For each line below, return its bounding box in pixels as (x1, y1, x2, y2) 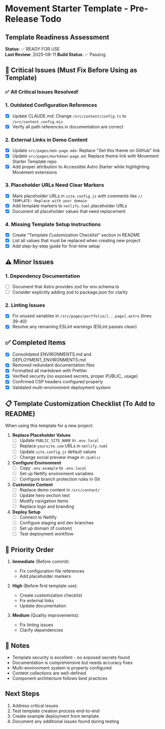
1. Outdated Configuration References (5, 102, 97, 109)
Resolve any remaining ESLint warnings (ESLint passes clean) (12, 324, 137, 330)
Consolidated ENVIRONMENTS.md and (12, 351, 92, 357)
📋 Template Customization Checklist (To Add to (5, 399, 155, 408)
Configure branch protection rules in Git (19, 476, 100, 482)
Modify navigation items (19, 498, 69, 504)
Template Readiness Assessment (5, 33, 110, 41)
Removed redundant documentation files (12, 362, 95, 368)
